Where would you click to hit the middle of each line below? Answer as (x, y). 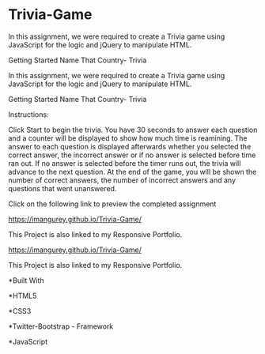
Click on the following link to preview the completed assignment (112, 204)
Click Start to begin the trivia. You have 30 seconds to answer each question (133, 130)
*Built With (26, 280)
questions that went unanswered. (62, 188)
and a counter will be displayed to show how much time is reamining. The (128, 138)
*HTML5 (23, 296)
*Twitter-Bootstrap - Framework (61, 326)
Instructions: (28, 114)
